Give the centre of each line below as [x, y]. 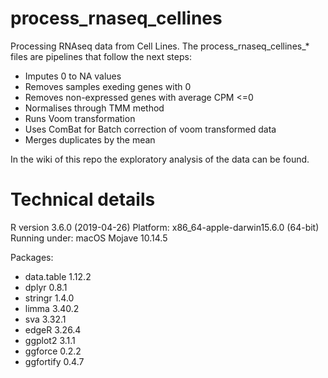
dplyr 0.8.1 [46, 287]
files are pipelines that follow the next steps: [101, 56]
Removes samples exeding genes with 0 [108, 86]
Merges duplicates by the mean [90, 139]
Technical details [83, 199]
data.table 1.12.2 [58, 276]
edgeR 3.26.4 [53, 329]
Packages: [32, 257]
